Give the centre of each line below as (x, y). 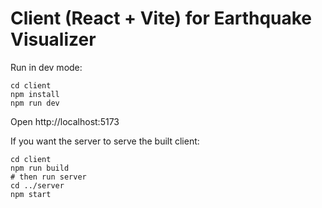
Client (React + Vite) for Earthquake (161, 18)
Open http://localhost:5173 (65, 121)
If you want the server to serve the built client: (105, 141)
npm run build (40, 168)
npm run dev (35, 103)
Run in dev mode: (46, 67)
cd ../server (37, 185)
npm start (31, 194)
